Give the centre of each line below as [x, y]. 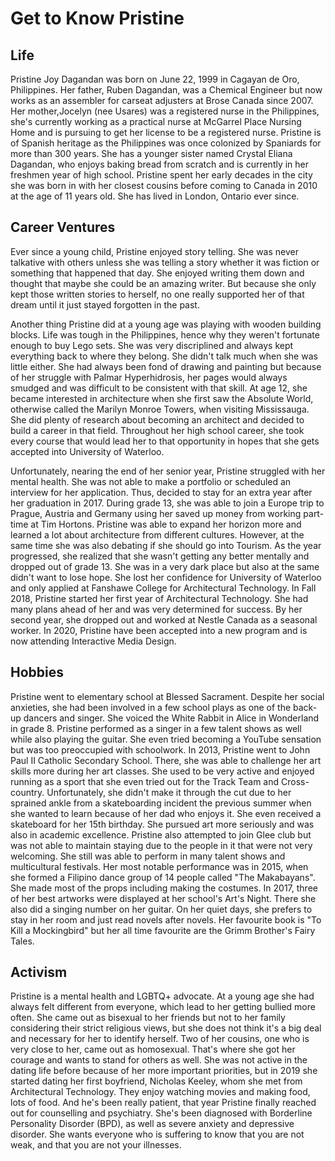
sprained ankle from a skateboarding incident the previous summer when [161, 803]
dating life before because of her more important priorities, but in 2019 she [164, 1071]
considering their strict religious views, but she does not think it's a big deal [166, 1028]
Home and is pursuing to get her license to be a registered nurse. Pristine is [166, 132]
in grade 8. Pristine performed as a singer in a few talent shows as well [156, 728]
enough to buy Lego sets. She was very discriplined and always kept [152, 345]
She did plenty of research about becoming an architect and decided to [157, 419]
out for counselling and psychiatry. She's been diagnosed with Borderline [161, 1113]
